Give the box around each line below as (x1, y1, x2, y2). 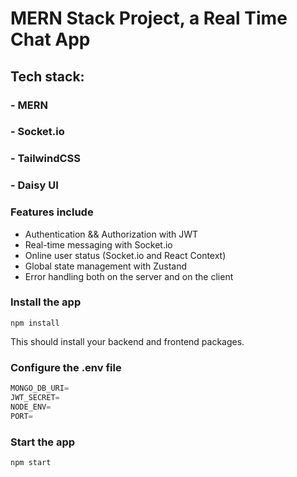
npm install (10, 318, 60, 328)
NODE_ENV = (10, 402, 52, 412)
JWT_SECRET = (10, 393, 60, 403)
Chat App (10, 28, 91, 51)
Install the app (10, 295, 82, 309)
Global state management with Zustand (24, 260, 188, 272)
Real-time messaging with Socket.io (24, 238, 173, 251)
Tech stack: (10, 68, 85, 85)
